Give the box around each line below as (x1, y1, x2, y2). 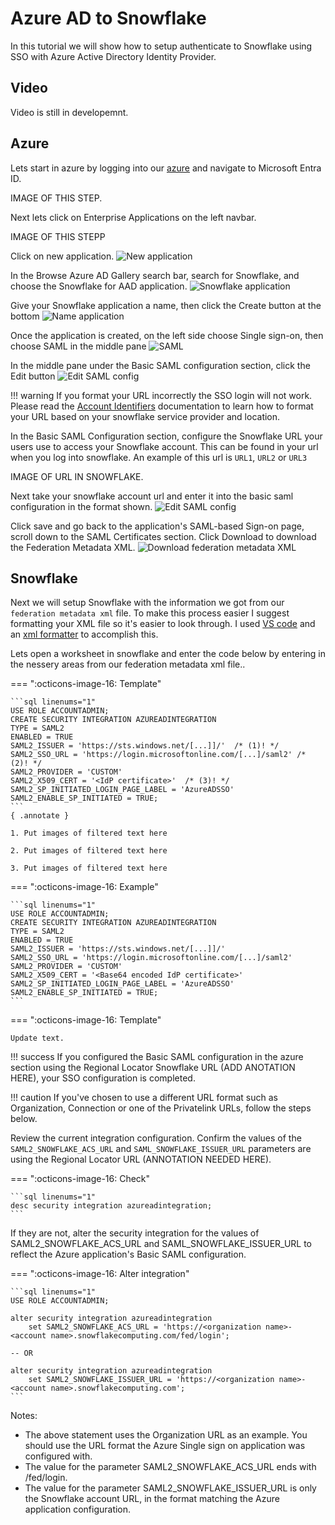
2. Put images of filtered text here (10, 846, 168, 856)
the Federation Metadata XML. (10, 541, 136, 553)
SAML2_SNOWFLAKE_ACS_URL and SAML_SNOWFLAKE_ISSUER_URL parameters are (10, 1143, 312, 1155)
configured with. (24, 1450, 93, 1462)
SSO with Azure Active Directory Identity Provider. (10, 50, 217, 62)
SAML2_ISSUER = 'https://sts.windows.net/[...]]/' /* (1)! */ (10, 741, 280, 751)
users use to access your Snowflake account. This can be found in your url (10, 440, 319, 452)
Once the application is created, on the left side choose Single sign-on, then (10, 329, 324, 341)
